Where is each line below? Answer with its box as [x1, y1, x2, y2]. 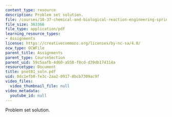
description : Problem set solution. [5, 12, 83, 17]
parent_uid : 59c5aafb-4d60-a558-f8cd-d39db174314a [5, 60, 116, 65]
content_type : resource [5, 7, 56, 13]
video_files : [5, 79, 33, 84]
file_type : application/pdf [5, 27, 66, 32]
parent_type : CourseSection [5, 55, 66, 60]
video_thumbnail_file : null [10, 83, 70, 88]
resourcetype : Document [5, 64, 56, 69]
